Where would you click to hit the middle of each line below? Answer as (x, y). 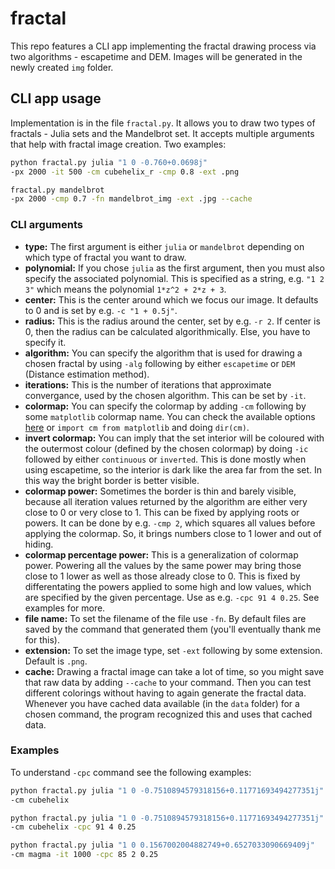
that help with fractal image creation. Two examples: (118, 144)
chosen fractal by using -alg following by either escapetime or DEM (160, 363)
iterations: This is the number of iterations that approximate (148, 384)
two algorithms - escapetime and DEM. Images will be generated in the (156, 56)
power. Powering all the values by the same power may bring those (163, 565)
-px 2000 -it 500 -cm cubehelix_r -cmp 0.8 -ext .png (125, 172)
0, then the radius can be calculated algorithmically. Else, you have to (167, 331)
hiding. (39, 544)
